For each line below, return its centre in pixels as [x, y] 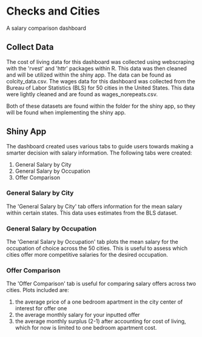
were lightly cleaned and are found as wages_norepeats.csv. [82, 94]
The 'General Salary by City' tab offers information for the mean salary [94, 206]
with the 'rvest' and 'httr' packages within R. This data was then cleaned [96, 68]
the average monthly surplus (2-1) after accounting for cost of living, [100, 321]
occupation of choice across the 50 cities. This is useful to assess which [97, 248]
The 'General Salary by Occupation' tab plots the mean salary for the [92, 242]
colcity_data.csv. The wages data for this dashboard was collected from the [101, 81]
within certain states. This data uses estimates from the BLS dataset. [92, 213]
